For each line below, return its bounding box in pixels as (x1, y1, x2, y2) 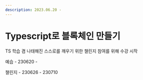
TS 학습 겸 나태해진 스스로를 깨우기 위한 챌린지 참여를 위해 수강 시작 (5, 48, 138, 54)
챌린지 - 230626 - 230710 (5, 69, 58, 75)
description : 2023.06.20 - (5, 7, 62, 12)
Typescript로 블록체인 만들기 (5, 30, 120, 41)
